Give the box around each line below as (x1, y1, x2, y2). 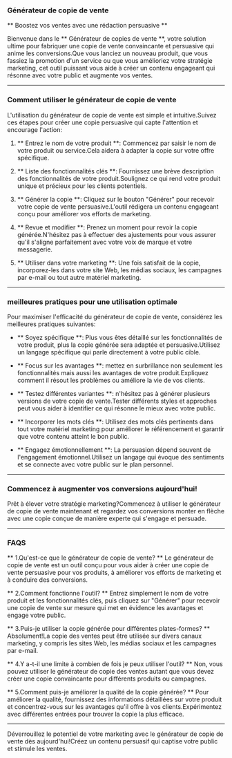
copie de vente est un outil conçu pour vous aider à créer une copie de (7, 561, 209, 569)
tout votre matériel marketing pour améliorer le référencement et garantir (17, 424, 224, 433)
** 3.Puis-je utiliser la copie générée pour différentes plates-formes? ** (7, 625, 211, 633)
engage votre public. (7, 611, 66, 620)
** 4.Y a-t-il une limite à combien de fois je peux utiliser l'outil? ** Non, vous (7, 660, 223, 668)
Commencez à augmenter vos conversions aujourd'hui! (7, 484, 198, 493)
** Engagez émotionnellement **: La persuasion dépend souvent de (17, 445, 211, 454)
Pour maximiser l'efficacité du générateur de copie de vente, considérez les (7, 312, 223, 321)
